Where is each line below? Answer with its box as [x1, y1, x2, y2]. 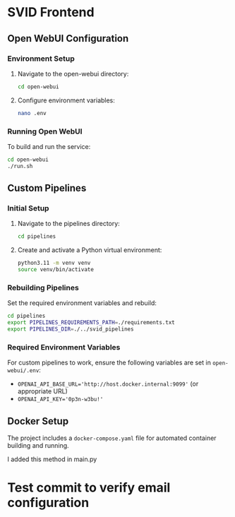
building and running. [7, 441, 69, 450]
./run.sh [7, 162, 33, 170]
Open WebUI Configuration [7, 32, 129, 44]
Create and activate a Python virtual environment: [17, 246, 162, 254]
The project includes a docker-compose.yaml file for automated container [7, 434, 217, 442]
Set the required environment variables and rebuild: [7, 299, 157, 307]
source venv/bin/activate [17, 266, 94, 273]
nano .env [17, 109, 47, 117]
